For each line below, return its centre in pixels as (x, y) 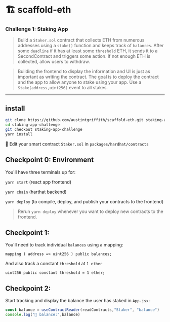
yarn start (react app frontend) (38, 182)
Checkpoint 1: (27, 233)
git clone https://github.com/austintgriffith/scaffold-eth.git (74, 120)
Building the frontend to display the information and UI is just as (84, 71)
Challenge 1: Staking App (37, 29)
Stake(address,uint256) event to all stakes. (62, 88)
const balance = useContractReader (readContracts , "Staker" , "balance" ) (82, 310)
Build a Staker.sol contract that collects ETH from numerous (81, 40)
